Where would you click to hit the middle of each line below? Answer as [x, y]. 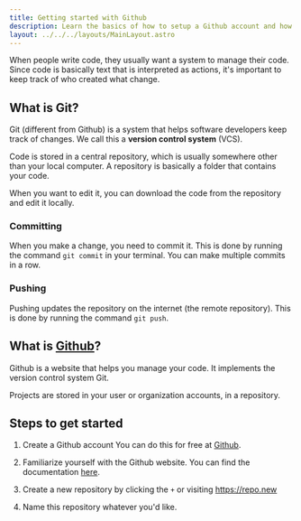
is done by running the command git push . [89, 318]
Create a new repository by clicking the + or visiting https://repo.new [150, 489]
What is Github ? [55, 346]
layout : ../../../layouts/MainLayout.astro [92, 34]
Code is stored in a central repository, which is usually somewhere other [143, 157]
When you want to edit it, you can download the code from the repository [146, 193]
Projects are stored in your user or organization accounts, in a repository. [145, 395]
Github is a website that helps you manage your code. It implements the [142, 367]
